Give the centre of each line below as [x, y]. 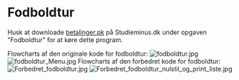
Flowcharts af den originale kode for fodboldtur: [78, 54]
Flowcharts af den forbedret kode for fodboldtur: [149, 61]
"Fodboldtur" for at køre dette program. [65, 39]
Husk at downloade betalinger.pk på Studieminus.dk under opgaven [107, 32]
